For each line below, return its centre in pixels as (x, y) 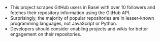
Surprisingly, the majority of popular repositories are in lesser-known (82, 18)
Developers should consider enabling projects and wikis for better (79, 29)
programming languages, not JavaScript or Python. (64, 23)
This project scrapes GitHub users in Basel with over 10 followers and (83, 7)
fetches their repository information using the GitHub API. (70, 13)
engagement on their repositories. (46, 34)
